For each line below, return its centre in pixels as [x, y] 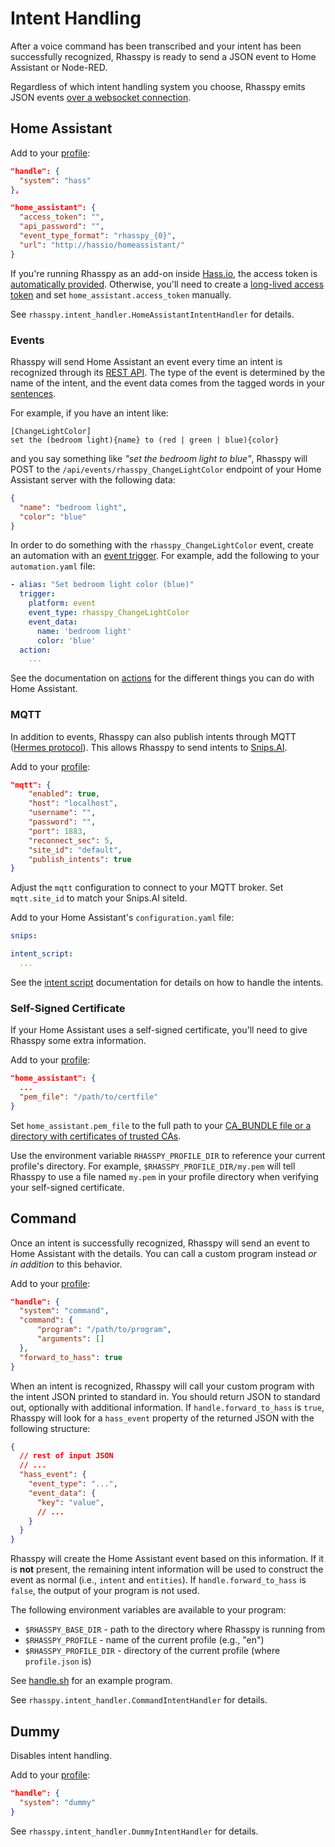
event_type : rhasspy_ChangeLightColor [109, 613]
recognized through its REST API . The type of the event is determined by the [168, 372]
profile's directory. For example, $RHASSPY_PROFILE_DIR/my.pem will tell [153, 1166]
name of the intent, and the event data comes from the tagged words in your [167, 383]
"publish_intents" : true [80, 859]
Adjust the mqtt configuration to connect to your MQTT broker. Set [147, 888]
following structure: [50, 1428]
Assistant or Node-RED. [59, 67]
